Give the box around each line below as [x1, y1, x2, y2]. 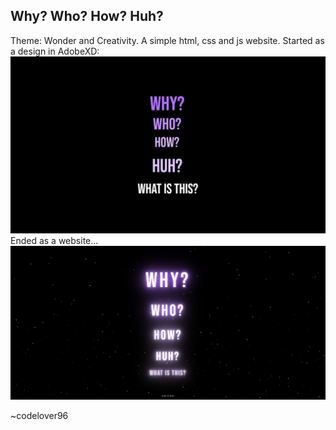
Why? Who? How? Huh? [10, 8, 164, 25]
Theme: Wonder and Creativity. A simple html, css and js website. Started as [10, 34, 325, 46]
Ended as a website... [10, 235, 99, 247]
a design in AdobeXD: [10, 45, 100, 57]
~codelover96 [10, 410, 69, 422]
